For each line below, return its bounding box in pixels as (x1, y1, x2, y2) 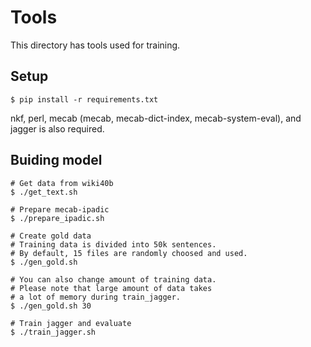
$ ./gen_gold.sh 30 (10, 301, 92, 311)
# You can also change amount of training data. (10, 274, 217, 285)
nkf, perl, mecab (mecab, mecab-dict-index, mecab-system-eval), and (10, 112, 302, 124)
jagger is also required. (10, 122, 105, 135)
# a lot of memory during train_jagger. (10, 292, 182, 302)
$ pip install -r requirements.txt (10, 94, 159, 105)
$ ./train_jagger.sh (10, 327, 97, 337)
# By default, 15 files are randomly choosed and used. (10, 248, 248, 258)
